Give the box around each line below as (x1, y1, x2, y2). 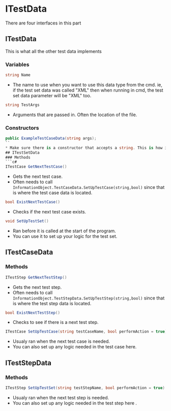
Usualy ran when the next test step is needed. (12, 394, 109, 400)
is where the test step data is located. (12, 300, 92, 306)
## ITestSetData (5, 150, 40, 155)
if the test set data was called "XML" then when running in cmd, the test (12, 87, 164, 93)
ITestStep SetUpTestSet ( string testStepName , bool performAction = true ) (5, 385, 165, 390)
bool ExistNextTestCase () (5, 200, 60, 205)
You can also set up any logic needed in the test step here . (12, 400, 137, 406)
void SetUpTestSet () (5, 218, 49, 224)
